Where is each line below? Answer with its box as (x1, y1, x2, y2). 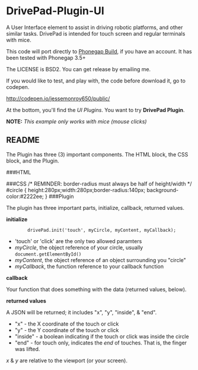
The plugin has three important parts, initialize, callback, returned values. (6, 204, 185, 211)
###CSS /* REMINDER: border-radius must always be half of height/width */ (6, 180, 192, 187)
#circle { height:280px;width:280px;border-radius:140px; (6, 186, 146, 193)
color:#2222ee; (6, 193, 44, 200)
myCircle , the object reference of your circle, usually (14, 244, 143, 251)
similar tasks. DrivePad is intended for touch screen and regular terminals (6, 30, 186, 37)
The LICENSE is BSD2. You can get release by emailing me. (6, 65, 151, 72)
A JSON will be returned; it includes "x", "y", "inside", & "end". (6, 308, 157, 315)
